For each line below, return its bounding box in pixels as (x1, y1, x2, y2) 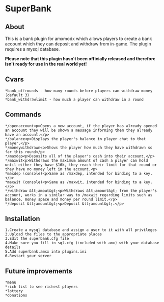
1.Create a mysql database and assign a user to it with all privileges (5, 227, 157, 232)
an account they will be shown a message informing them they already (5, 128, 153, 133)
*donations (5, 293, 27, 298)
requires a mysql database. (5, 46, 60, 52)
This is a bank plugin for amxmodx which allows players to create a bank (5, 36, 152, 41)
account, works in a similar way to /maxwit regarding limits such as (5, 192, 153, 197)
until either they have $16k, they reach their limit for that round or (5, 162, 157, 167)
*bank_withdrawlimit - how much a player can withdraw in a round (5, 97, 144, 102)
